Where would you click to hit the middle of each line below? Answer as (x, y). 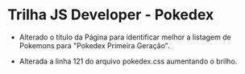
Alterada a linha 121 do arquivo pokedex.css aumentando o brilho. (128, 61)
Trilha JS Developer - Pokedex (111, 15)
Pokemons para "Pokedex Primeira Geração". (94, 45)
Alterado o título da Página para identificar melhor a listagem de (125, 37)
